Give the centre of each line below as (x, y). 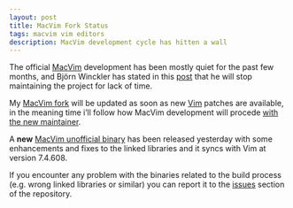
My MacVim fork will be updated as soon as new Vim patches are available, (147, 104)
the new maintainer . (45, 122)
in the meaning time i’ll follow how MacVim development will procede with (144, 112)
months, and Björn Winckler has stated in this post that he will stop (131, 77)
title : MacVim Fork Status (59, 26)
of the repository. (41, 194)
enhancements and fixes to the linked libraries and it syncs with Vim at (138, 149)
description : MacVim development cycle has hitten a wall (118, 42)
